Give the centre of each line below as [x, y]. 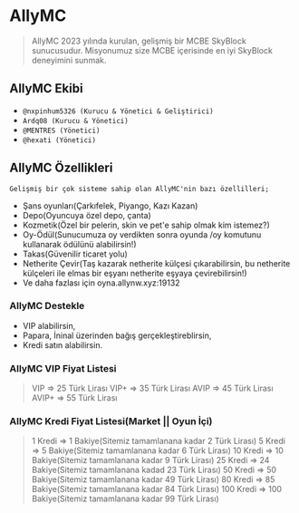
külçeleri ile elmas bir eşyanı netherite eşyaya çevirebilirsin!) [135, 273]
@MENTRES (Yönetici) [61, 131]
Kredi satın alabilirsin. [62, 344]
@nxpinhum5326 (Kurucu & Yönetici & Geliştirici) [118, 111]
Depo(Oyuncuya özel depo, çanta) [87, 215]
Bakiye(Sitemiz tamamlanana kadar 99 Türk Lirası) [125, 498]
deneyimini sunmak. [69, 60]
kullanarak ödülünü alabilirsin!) [80, 244]
